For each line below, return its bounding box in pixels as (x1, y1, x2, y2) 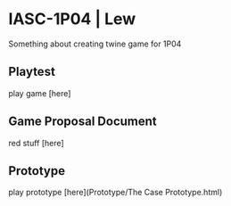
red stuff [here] (8, 137, 64, 148)
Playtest (8, 64, 55, 79)
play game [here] (8, 87, 71, 98)
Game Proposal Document (8, 114, 157, 129)
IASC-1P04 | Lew (8, 9, 136, 29)
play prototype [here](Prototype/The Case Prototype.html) (8, 187, 223, 198)
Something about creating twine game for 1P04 (8, 38, 182, 49)
